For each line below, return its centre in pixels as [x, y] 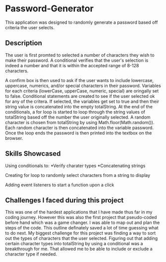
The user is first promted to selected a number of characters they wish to [80, 55]
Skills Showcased [33, 154]
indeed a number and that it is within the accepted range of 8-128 [72, 65]
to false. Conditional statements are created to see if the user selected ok [80, 96]
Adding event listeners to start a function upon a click [60, 185]
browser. [14, 138]
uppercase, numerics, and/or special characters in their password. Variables [83, 86]
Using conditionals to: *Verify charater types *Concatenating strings [75, 166]
